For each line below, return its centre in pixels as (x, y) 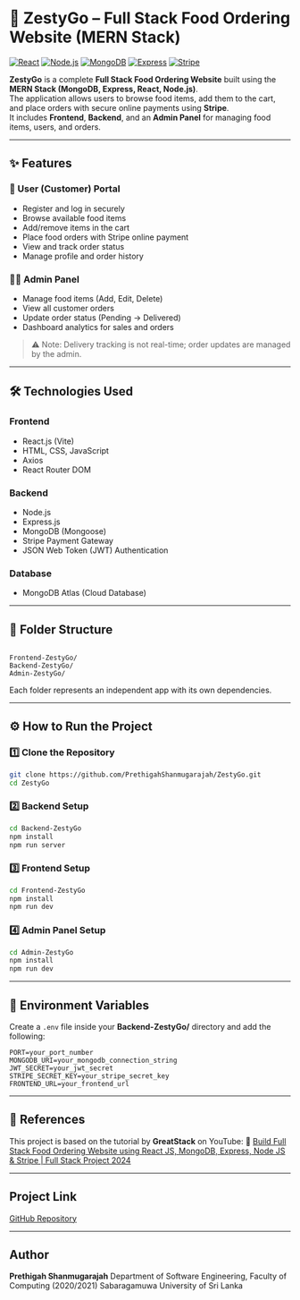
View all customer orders (68, 308)
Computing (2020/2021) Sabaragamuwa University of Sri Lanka (126, 1286)
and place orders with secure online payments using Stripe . (119, 107)
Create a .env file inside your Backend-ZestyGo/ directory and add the (140, 1027)
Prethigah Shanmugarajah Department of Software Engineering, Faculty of (148, 1276)
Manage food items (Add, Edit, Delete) (92, 298)
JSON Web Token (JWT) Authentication (95, 550)
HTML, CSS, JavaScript (66, 450)
